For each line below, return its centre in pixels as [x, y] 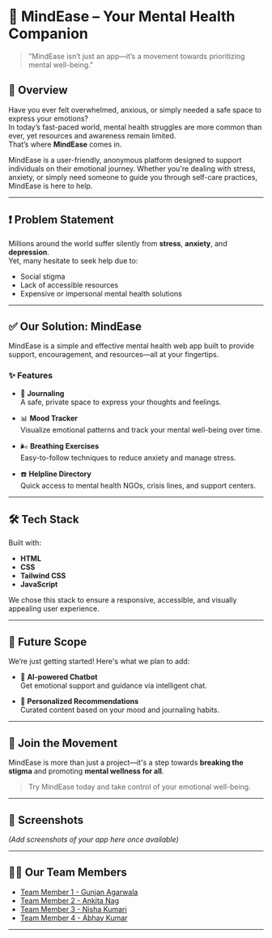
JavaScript [39, 584]
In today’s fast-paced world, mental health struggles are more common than [135, 127]
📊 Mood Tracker [49, 418]
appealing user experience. [54, 609]
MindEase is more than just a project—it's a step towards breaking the [126, 763]
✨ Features [31, 376]
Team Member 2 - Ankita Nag [70, 900]
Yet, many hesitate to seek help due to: [73, 260]
